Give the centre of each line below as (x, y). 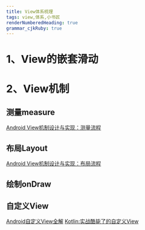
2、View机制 (38, 89)
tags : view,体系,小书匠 (33, 17)
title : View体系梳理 (30, 12)
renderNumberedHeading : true (42, 23)
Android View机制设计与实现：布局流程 (54, 164)
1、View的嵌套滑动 (52, 59)
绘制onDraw (29, 184)
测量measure (30, 112)
